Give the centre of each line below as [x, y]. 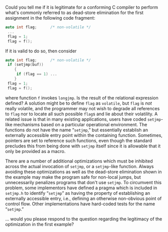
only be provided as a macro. [35, 151]
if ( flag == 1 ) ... [37, 74]
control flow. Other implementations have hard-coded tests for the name [80, 204]
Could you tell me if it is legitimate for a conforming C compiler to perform [82, 7]
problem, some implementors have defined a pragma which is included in [81, 188]
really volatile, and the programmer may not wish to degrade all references [82, 108]
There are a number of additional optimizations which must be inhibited [79, 161]
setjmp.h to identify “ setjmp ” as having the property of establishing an [78, 193]
